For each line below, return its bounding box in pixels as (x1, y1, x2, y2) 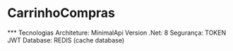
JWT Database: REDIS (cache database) (7, 35, 125, 44)
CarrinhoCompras (7, 5, 115, 21)
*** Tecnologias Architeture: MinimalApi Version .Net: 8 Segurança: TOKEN (7, 28, 227, 37)
